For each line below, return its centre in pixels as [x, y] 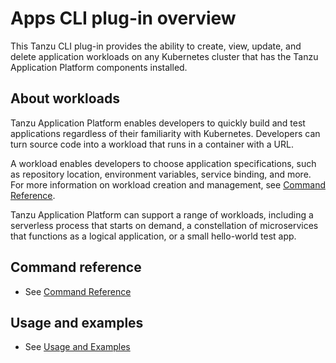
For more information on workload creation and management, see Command [168, 184]
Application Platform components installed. [99, 67]
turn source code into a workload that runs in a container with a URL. [152, 144]
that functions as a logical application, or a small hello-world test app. [153, 236]
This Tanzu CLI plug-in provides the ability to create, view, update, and [156, 46]
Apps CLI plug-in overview [123, 18]
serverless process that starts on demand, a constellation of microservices [164, 225]
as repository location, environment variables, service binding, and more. [161, 174]
